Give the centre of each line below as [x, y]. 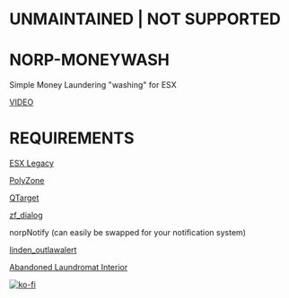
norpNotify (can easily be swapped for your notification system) [128, 233]
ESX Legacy [31, 163]
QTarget [24, 198]
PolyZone [27, 181]
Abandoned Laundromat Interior [69, 268]
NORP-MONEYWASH [90, 60]
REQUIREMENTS [72, 138]
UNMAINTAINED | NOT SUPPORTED [145, 19]
